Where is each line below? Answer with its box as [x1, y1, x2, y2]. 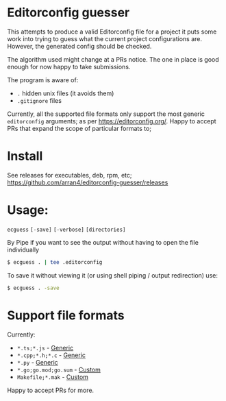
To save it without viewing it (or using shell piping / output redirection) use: [7, 271, 218, 279]
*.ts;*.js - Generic [16, 343, 74, 352]
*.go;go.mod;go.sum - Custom [16, 365, 101, 374]
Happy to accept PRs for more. [7, 386, 95, 394]
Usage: [7, 202, 49, 218]
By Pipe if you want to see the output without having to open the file [7, 238, 199, 246]
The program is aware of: [7, 75, 79, 84]
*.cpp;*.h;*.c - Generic [16, 351, 86, 359]
